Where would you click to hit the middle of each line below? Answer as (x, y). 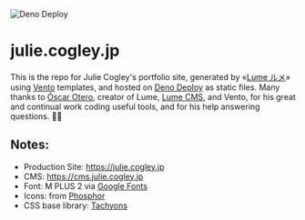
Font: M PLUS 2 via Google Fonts (86, 185)
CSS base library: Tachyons (76, 205)
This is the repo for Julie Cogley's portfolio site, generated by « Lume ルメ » (150, 76)
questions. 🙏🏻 (36, 116)
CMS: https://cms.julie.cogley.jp (83, 176)
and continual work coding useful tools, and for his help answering (135, 106)
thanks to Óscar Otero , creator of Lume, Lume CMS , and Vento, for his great (153, 96)
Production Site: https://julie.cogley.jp (94, 166)
